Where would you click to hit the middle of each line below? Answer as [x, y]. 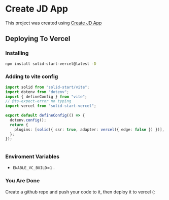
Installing [17, 53]
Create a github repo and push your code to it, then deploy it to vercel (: [80, 192]
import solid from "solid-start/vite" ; [47, 87]
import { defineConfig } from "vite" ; [46, 97]
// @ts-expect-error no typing [38, 101]
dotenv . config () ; [28, 120]
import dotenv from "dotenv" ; [37, 92]
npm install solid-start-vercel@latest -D [51, 64]
